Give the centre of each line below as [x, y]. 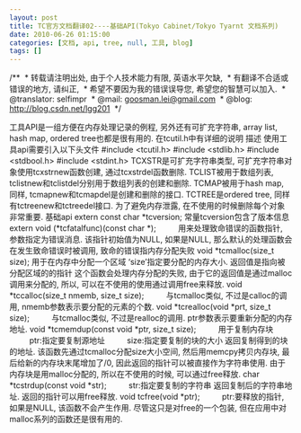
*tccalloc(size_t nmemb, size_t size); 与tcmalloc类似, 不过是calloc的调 [148, 296]
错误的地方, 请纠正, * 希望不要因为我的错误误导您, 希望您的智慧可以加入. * [147, 89]
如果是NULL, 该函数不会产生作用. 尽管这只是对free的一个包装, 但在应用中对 [148, 408]
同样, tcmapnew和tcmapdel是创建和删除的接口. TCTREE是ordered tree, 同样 [150, 195]
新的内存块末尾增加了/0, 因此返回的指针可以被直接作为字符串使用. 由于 [155, 363]
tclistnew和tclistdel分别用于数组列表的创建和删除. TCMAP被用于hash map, [147, 183]
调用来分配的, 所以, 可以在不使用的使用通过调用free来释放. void [126, 285]
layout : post [34, 18]
